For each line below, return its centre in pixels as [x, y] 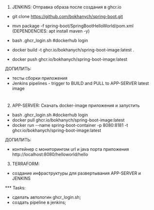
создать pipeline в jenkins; [39, 202]
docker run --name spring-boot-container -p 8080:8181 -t [70, 125]
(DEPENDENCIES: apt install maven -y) [51, 31]
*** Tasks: [15, 188]
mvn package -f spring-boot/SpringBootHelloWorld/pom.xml [73, 26]
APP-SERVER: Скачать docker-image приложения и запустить [76, 105]
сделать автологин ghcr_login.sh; [46, 197]
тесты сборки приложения [40, 78]
